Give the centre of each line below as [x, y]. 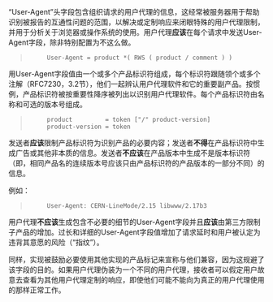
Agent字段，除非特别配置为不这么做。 [72, 42]
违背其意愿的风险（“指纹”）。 [56, 242]
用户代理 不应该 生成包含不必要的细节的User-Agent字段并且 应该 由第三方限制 [134, 222]
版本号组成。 [65, 104]
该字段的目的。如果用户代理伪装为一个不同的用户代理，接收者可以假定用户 [133, 270]
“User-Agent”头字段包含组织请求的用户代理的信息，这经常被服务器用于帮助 [134, 12]
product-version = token [89, 127]
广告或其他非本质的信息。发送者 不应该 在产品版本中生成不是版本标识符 [132, 153]
